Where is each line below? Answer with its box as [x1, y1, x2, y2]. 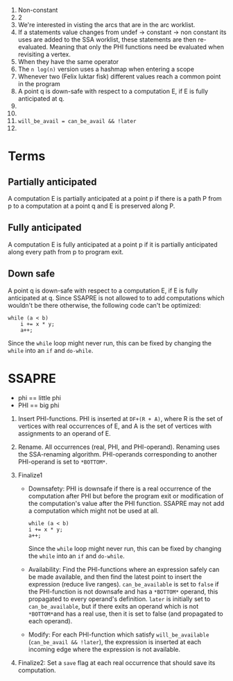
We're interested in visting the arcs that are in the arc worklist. [17, 21, 196, 28]
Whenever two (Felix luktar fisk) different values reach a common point [17, 72, 221, 81]
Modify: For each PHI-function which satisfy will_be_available [28, 630, 209, 639]
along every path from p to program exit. [8, 247, 124, 256]
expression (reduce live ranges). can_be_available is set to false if [28, 580, 219, 588]
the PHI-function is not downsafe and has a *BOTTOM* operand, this [28, 587, 218, 596]
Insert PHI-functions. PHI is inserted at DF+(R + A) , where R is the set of [17, 414, 223, 422]
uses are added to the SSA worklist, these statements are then [17, 35, 197, 44]
